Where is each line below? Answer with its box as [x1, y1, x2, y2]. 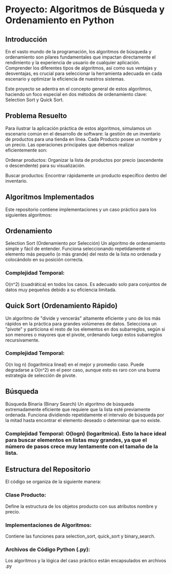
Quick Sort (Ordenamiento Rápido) [5, 301, 118, 310]
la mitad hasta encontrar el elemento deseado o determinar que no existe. [5, 417, 161, 423]
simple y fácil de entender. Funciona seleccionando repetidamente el [5, 245, 151, 252]
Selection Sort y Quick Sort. [5, 97, 64, 103]
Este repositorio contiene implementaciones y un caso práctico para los [5, 206, 157, 213]
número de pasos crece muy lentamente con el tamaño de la [5, 443, 159, 450]
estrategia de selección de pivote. [5, 372, 77, 378]
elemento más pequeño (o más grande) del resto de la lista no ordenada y [5, 251, 161, 257]
